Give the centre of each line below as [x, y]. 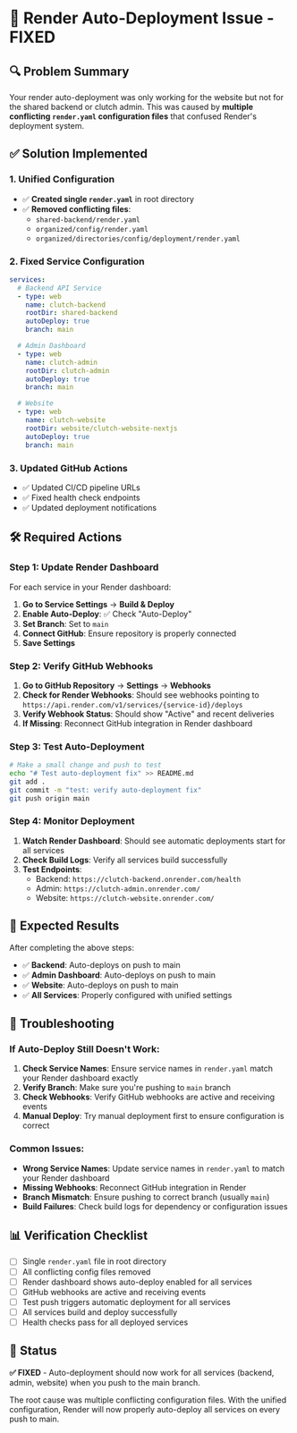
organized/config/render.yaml [92, 229]
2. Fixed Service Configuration [77, 261]
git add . [28, 782]
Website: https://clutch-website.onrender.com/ [125, 897]
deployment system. [47, 126]
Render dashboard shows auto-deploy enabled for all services [137, 1282]
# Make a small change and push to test [86, 765]
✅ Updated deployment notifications [89, 507]
